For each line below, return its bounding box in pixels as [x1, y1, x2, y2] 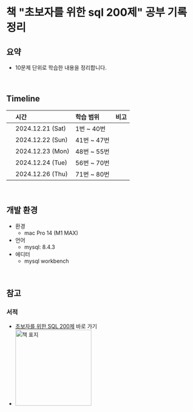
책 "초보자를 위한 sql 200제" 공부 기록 [6, 5, 188, 19]
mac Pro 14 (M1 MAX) [24, 229, 78, 237]
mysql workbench [24, 257, 69, 265]
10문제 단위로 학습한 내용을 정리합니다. [15, 64, 107, 71]
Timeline [6, 93, 41, 104]
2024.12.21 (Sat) [15, 124, 66, 132]
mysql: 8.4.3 [24, 243, 56, 251]
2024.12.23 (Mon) [15, 147, 70, 155]
